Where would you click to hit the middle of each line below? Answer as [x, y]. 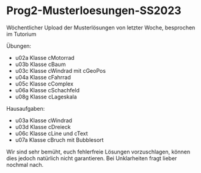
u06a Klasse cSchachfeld [47, 90]
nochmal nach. [25, 164]
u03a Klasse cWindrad [43, 120]
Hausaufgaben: [26, 108]
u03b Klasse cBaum [40, 64]
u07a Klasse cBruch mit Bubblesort [59, 140]
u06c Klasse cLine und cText [51, 133]
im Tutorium [21, 34]
